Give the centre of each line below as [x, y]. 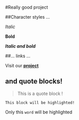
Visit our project [22, 66]
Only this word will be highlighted [39, 112]
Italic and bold [20, 46]
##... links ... [18, 56]
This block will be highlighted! [40, 102]
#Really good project [27, 7]
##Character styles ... [27, 17]
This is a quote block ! [40, 93]
